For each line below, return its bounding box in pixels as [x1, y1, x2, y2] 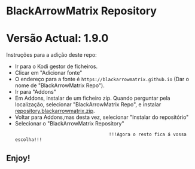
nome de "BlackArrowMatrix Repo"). [14, 82, 105, 89]
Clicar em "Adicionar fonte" [14, 69, 83, 76]
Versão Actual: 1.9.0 [6, 32, 109, 45]
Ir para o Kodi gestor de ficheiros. [14, 63, 97, 70]
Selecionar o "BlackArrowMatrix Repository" [14, 120, 124, 127]
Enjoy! [6, 153, 31, 163]
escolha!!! [14, 137, 42, 143]
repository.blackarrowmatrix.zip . [14, 107, 95, 115]
